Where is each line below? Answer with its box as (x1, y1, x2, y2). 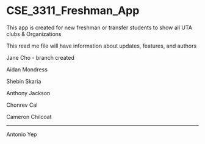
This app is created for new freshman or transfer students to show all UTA (6, 24, 192, 31)
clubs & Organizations (6, 30, 62, 37)
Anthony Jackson (6, 89, 51, 96)
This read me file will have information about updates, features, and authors (6, 42, 197, 49)
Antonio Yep (6, 131, 37, 138)
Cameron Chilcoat (6, 113, 52, 120)
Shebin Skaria (6, 77, 41, 85)
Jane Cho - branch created (6, 54, 75, 61)
